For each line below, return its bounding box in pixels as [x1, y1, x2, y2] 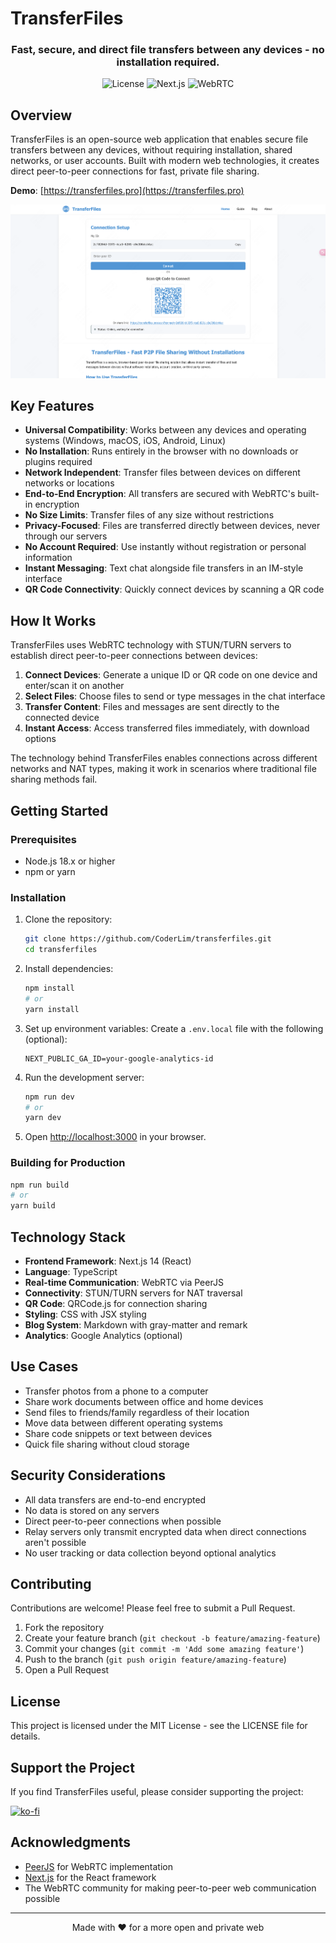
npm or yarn [24, 865, 76, 877]
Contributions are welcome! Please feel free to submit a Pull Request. [10, 1602, 296, 1614]
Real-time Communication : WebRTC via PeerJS [24, 1277, 224, 1288]
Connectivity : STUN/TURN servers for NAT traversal [24, 1287, 243, 1299]
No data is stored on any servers [24, 1504, 160, 1516]
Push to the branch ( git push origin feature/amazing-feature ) [24, 1653, 287, 1666]
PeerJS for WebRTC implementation [24, 1860, 173, 1872]
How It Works [10, 612, 97, 629]
